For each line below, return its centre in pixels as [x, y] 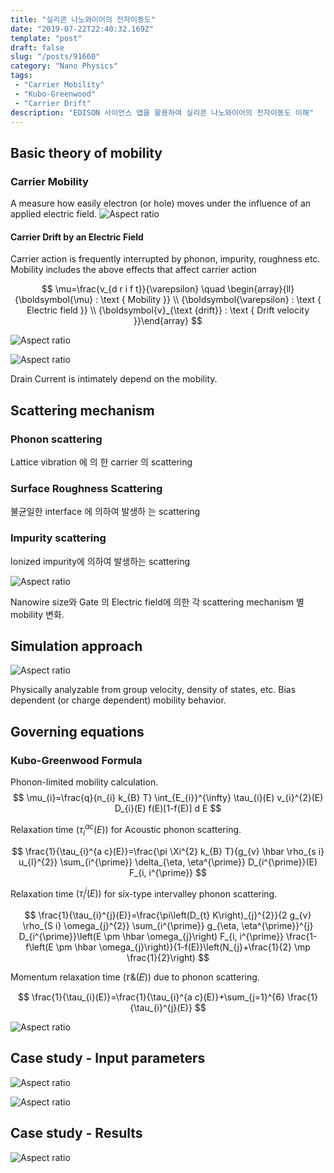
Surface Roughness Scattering [86, 488]
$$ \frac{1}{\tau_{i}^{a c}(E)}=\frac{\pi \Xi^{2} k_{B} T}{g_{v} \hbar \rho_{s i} [168, 851]
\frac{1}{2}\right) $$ [168, 957]
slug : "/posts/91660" [55, 57]
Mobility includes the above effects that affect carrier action [133, 270]
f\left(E [39, 947]
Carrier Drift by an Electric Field [77, 237]
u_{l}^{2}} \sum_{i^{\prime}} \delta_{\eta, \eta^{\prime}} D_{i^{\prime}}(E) [168, 862]
